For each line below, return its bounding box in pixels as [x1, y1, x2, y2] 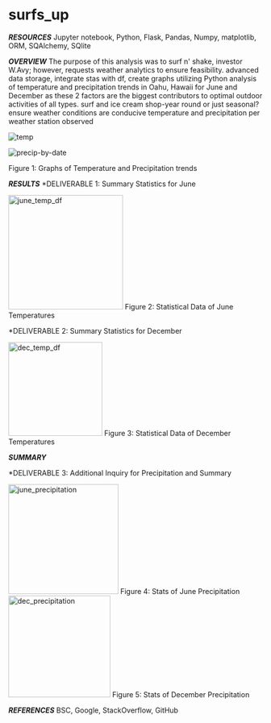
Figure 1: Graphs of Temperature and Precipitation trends [8, 163, 198, 172]
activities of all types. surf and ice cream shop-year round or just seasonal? [8, 99, 260, 109]
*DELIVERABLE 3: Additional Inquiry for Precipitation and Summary [8, 467, 232, 477]
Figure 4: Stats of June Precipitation [119, 586, 240, 596]
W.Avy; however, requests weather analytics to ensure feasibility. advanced [8, 64, 260, 74]
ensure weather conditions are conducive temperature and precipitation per [8, 107, 261, 118]
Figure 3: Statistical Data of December [103, 428, 231, 438]
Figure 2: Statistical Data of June [124, 301, 234, 311]
